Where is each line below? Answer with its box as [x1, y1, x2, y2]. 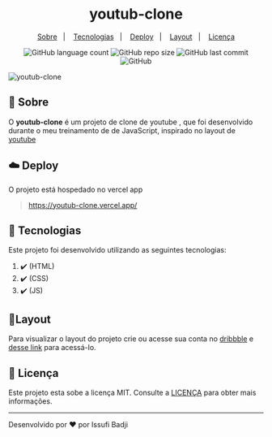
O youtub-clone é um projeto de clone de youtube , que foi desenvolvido [8, 117, 253, 127]
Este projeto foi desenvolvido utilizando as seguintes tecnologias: [8, 245, 227, 255]
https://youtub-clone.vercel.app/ [28, 200, 138, 210]
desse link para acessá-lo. [8, 343, 96, 353]
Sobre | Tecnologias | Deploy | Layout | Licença [36, 32, 236, 41]
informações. [8, 396, 53, 406]
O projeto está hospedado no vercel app [8, 184, 143, 194]
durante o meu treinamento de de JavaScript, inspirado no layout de [8, 125, 236, 135]
